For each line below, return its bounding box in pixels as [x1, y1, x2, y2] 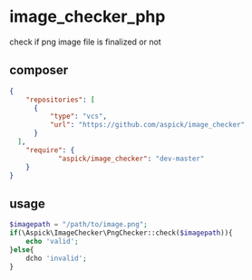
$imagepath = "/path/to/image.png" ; [9, 220, 148, 229]
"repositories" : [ [25, 95, 95, 104]
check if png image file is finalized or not [9, 36, 161, 47]
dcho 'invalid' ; [25, 254, 88, 263]
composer [9, 63, 69, 78]
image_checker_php [9, 6, 166, 27]
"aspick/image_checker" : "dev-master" [57, 154, 205, 163]
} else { [9, 245, 34, 255]
